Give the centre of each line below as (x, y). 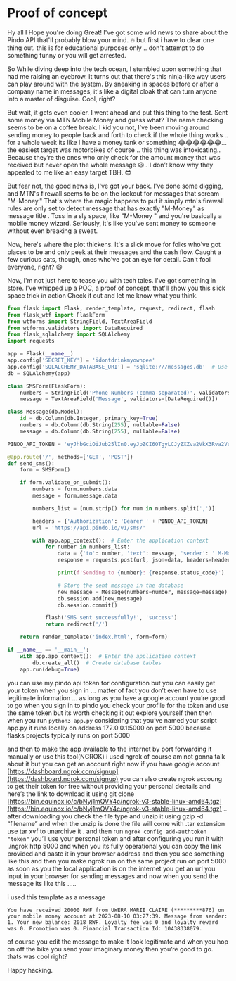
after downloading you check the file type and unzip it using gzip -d (105, 816)
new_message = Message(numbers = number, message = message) (143, 592)
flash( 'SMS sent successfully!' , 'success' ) (111, 618)
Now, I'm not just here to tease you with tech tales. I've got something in (112, 280)
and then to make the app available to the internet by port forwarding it (110, 749)
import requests (31, 341)
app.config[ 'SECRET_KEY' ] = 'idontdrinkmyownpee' (81, 360)
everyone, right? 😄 (35, 267)
